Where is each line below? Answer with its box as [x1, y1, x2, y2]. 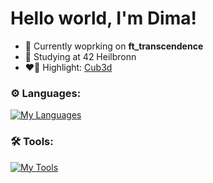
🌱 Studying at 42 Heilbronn [24, 50, 137, 62]
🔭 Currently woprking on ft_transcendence [24, 40, 204, 52]
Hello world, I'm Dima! [10, 7, 197, 30]
